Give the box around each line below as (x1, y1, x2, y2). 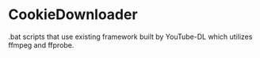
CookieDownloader (8, 6, 138, 24)
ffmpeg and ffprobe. (8, 40, 75, 49)
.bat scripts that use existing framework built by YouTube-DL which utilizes (8, 32, 253, 41)
